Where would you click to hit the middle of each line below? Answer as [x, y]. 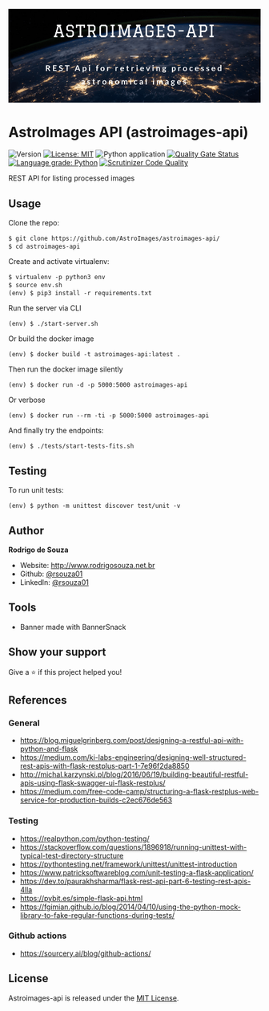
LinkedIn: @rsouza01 [54, 582]
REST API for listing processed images [72, 178]
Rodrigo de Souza [38, 550]
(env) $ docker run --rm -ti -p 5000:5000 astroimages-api [109, 416]
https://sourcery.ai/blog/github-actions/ [85, 953]
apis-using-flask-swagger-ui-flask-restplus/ [92, 783]
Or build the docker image [51, 339]
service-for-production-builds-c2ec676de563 [96, 800]
